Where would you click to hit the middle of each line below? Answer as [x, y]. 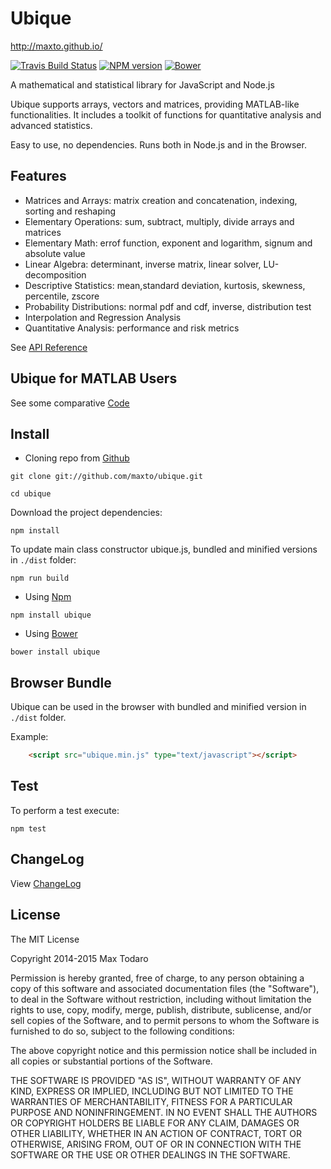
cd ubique [31, 494]
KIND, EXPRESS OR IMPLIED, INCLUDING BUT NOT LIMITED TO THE [152, 1091]
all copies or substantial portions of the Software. [111, 1061]
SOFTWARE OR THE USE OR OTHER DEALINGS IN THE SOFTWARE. [150, 1154]
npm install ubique [51, 615]
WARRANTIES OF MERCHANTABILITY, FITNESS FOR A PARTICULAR [151, 1101]
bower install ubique [55, 652]
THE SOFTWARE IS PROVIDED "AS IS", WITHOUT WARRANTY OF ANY [156, 1080]
